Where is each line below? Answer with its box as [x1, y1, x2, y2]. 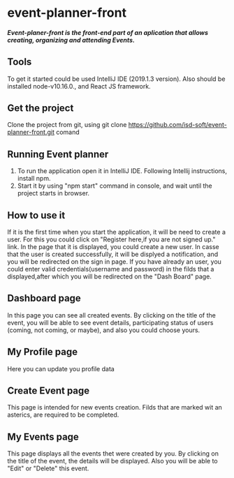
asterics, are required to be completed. [7, 410, 119, 419]
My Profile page [7, 346, 78, 358]
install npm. [17, 174, 51, 183]
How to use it [7, 209, 66, 221]
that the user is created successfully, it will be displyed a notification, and [7, 250, 219, 259]
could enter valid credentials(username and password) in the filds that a [7, 265, 214, 274]
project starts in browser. [17, 189, 89, 197]
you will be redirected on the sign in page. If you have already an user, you [7, 257, 222, 266]
